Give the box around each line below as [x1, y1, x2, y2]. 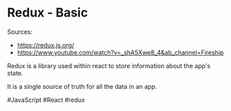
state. [7, 69, 23, 77]
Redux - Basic [7, 5, 88, 21]
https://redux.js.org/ [17, 41, 74, 49]
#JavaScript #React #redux [7, 95, 85, 104]
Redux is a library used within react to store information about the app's [7, 61, 211, 70]
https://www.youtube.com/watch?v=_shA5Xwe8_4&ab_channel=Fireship [17, 48, 224, 57]
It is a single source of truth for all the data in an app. [7, 82, 157, 90]
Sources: [7, 28, 33, 36]
